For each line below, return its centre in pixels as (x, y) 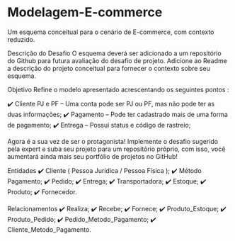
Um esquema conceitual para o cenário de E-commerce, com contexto (111, 32)
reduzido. (21, 39)
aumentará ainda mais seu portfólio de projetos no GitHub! (93, 156)
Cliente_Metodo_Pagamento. (50, 229)
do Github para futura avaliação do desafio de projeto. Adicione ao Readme (117, 60)
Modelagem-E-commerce (85, 12)
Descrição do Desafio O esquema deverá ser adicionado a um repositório (114, 53)
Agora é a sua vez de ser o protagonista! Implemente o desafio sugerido (113, 141)
